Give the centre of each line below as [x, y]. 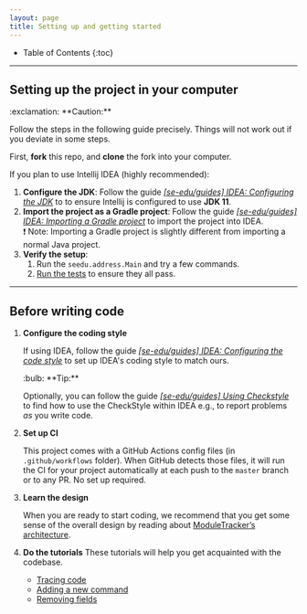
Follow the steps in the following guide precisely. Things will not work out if [151, 130]
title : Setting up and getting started [85, 26]
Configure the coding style [75, 333]
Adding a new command [82, 589]
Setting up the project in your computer [124, 89]
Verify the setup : [55, 254]
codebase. [43, 562]
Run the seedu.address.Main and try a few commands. [138, 264]
